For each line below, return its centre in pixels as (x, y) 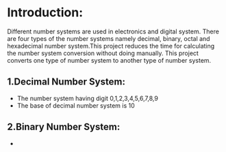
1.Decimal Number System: (66, 82)
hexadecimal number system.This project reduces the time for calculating (111, 46)
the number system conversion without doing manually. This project (103, 53)
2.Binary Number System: (64, 127)
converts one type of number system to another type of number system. (109, 60)
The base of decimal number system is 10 (76, 105)
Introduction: (45, 13)
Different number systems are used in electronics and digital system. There (113, 31)
